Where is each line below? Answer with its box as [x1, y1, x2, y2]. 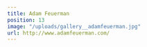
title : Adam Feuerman [7, 10, 70, 17]
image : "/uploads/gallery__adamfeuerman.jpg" [7, 23, 141, 30]
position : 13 [7, 17, 45, 23]
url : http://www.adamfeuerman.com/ [7, 29, 110, 37]
